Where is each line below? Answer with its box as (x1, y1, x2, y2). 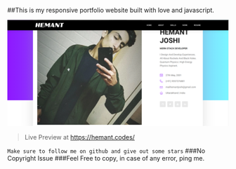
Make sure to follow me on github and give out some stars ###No (7, 147, 206, 155)
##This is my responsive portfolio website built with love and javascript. (7, 6, 214, 14)
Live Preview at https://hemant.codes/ (24, 133, 136, 142)
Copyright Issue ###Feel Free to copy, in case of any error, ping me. (7, 154, 205, 163)
